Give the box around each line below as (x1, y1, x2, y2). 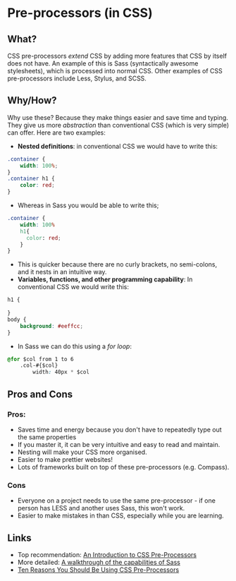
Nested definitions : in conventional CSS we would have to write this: (17, 142, 218, 150)
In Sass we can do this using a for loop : (17, 342, 132, 350)
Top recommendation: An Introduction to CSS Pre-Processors (17, 550, 197, 558)
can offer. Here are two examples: (7, 128, 106, 137)
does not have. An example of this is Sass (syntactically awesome (7, 59, 199, 68)
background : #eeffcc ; (20, 322, 83, 329)
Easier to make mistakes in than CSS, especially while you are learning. (17, 511, 224, 520)
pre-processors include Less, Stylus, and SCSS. (7, 74, 147, 82)
